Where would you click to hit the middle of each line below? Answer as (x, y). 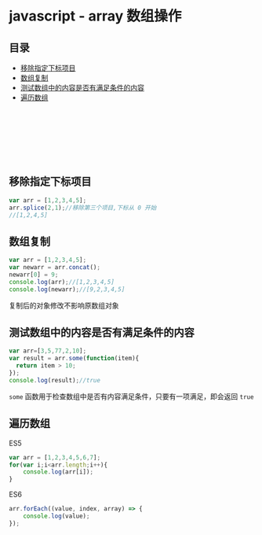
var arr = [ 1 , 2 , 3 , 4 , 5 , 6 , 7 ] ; (55, 457)
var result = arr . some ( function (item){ (74, 359)
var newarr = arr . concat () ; (55, 267)
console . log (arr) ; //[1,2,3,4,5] (62, 282)
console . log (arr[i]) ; (58, 472)
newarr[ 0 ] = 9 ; (34, 275)
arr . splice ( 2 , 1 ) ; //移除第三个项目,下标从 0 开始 (83, 208)
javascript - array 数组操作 (95, 16)
